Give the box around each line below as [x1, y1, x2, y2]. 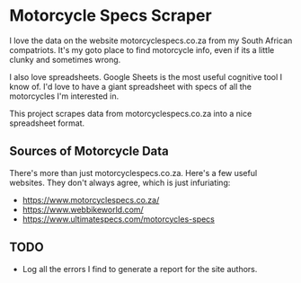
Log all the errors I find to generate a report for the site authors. [22, 263, 258, 274]
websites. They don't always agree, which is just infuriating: [9, 177, 231, 188]
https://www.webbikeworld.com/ [22, 204, 144, 215]
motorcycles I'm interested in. [9, 91, 120, 102]
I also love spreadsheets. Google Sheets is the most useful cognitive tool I [9, 71, 283, 82]
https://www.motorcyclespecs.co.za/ [22, 194, 160, 205]
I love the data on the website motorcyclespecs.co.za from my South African [9, 35, 293, 46]
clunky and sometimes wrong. [9, 54, 121, 65]
